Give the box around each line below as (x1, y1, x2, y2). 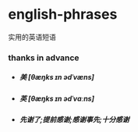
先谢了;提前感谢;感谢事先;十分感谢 (19, 115, 130, 124)
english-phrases (8, 5, 118, 23)
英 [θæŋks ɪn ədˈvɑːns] (19, 94, 95, 103)
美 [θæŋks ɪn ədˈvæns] (19, 73, 95, 82)
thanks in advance (8, 52, 80, 63)
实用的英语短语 (8, 32, 56, 41)
